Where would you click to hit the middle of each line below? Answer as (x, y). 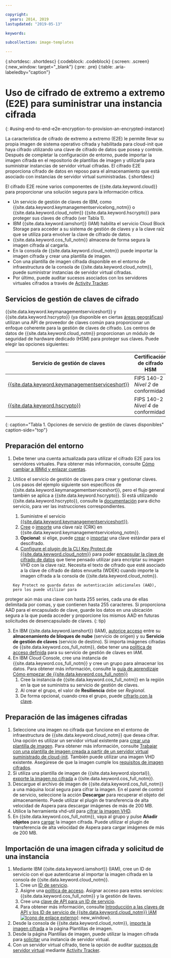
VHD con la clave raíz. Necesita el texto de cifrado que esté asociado (93, 565)
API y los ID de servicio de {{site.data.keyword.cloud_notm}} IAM (88, 913)
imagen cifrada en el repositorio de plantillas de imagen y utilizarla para (80, 160)
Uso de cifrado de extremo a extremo (85, 93)
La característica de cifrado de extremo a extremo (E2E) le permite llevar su (85, 139)
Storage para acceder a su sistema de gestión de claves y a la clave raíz (88, 229)
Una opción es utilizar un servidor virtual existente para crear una (81, 740)
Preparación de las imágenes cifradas (66, 717)
